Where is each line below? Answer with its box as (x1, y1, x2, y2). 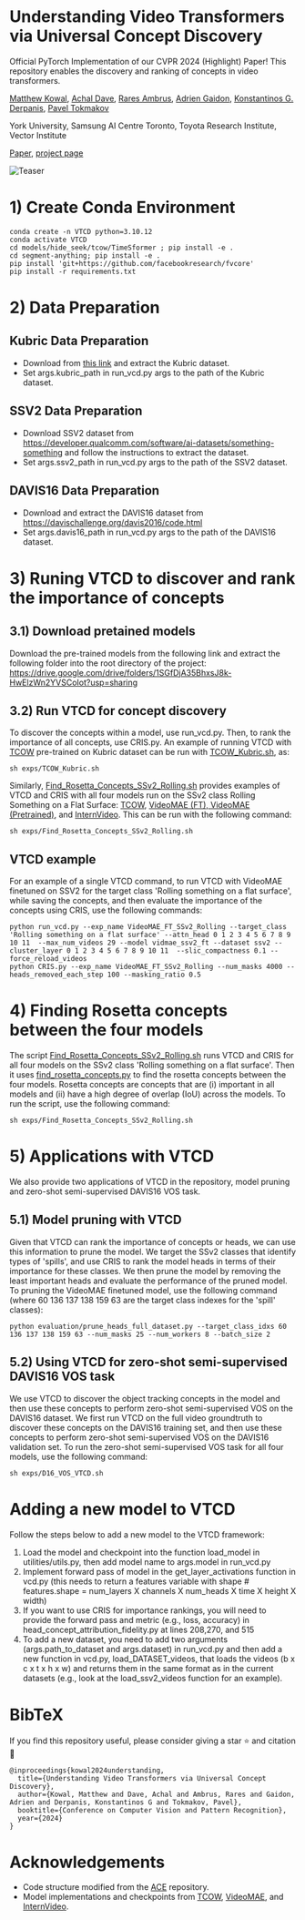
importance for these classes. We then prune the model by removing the (9, 1265, 281, 1276)
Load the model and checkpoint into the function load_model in (22, 1547, 260, 1557)
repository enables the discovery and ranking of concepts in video (9, 66, 259, 77)
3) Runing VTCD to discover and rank (9, 567, 296, 588)
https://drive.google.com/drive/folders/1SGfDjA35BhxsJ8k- (9, 667, 232, 678)
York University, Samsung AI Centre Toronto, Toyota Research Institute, (9, 120, 278, 131)
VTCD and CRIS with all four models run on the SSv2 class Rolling (9, 790, 256, 801)
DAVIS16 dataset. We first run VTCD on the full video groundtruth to (9, 1412, 263, 1423)
